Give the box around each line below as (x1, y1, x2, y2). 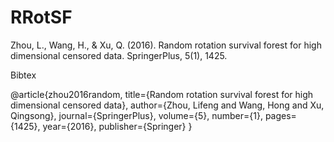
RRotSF (10, 6, 73, 29)
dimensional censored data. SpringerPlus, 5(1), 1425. (10, 49, 228, 61)
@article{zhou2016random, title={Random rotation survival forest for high (10, 88, 314, 100)
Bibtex (10, 69, 37, 81)
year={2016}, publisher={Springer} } (42, 120, 193, 132)
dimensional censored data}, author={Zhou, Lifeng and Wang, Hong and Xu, (10, 99, 325, 111)
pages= (264, 109, 297, 121)
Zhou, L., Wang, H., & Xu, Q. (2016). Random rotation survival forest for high (10, 39, 322, 51)
